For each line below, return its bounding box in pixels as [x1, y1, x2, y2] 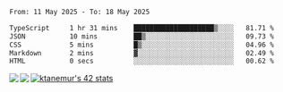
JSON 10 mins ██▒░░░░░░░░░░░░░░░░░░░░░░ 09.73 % [9, 31, 275, 41]
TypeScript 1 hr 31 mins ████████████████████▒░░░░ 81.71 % [9, 23, 275, 32]
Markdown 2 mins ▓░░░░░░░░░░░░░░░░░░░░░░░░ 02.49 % [9, 48, 275, 57]
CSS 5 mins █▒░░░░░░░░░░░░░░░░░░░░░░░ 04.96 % [9, 40, 275, 49]
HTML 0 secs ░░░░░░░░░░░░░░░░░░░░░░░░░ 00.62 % [9, 57, 275, 66]
